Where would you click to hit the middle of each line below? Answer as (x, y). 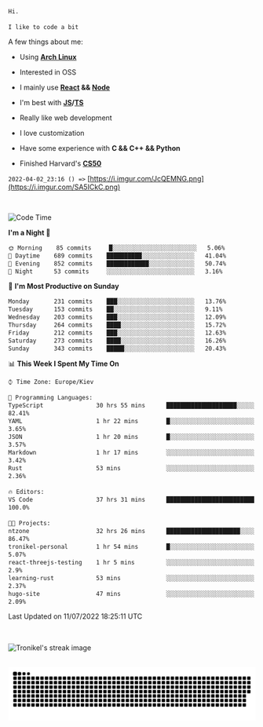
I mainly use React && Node (65, 87)
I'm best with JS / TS (51, 102)
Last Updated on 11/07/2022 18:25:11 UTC (75, 616)
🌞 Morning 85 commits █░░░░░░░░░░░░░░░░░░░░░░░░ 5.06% (117, 248)
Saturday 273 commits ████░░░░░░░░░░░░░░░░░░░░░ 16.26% (117, 341)
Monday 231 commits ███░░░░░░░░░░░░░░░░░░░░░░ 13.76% (117, 301)
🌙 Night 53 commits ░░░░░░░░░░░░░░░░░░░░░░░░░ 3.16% (115, 272)
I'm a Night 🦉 (29, 232)
